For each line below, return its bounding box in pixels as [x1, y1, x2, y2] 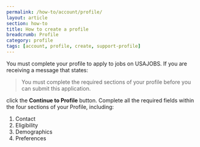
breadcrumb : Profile [6, 32, 59, 38]
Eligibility [15, 121, 39, 129]
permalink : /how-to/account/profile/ [6, 9, 103, 15]
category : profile [6, 37, 53, 43]
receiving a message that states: [6, 66, 89, 73]
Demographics [15, 128, 53, 135]
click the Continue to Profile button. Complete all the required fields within [6, 96, 194, 104]
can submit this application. [21, 85, 91, 92]
